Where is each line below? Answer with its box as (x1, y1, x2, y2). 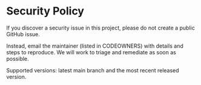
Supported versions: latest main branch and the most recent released (6, 66, 180, 74)
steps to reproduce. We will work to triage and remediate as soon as (6, 48, 177, 55)
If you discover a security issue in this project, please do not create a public (6, 24, 195, 31)
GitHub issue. (6, 30, 41, 37)
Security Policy (6, 4, 85, 18)
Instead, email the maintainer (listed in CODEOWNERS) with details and (6, 42, 183, 49)
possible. (6, 55, 29, 62)
